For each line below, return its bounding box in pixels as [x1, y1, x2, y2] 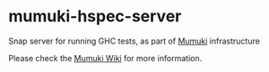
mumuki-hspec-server [8, 6, 182, 27]
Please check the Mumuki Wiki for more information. [8, 52, 203, 63]
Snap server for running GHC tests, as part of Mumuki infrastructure [8, 36, 261, 46]
